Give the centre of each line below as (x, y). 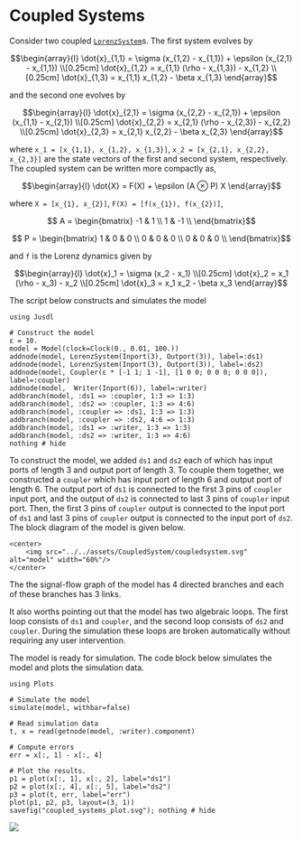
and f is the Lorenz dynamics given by (81, 256)
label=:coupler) (40, 380)
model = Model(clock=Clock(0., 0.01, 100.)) (94, 349)
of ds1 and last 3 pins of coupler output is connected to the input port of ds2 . (151, 518)
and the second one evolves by (68, 95)
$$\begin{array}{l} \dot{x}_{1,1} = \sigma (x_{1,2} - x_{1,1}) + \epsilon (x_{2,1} (151, 58)
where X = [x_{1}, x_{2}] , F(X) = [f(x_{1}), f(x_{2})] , (116, 203)
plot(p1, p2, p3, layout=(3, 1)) (72, 802)
